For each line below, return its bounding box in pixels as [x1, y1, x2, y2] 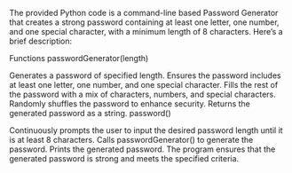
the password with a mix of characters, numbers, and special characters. [9, 89, 277, 99]
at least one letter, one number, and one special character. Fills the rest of [9, 80, 279, 90]
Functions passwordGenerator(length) [9, 53, 149, 63]
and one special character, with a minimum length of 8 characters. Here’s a [9, 27, 283, 36]
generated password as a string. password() [9, 108, 171, 118]
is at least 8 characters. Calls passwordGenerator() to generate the [9, 135, 254, 145]
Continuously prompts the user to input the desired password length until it [9, 125, 283, 136]
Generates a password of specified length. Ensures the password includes [9, 70, 281, 81]
